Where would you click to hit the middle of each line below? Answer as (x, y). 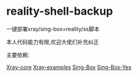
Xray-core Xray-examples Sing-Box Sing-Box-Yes (69, 67)
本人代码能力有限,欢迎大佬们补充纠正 (53, 42)
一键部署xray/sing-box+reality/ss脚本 (53, 29)
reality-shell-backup (60, 11)
